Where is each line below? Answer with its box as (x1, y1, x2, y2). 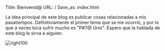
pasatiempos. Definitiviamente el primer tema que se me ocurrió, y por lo (5, 20, 159, 25)
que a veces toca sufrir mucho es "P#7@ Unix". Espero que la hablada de (5, 25, 160, 31)
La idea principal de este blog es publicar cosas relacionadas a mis (5, 14, 147, 20)
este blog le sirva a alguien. (5, 30, 63, 36)
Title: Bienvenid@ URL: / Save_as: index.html (5, 5, 100, 10)
